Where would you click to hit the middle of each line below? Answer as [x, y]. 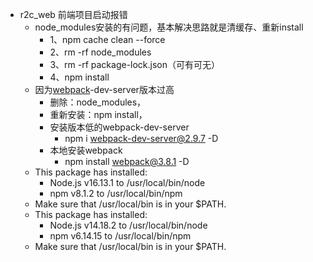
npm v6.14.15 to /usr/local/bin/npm [120, 236]
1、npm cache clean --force [107, 39]
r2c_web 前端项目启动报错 [73, 14]
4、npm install [79, 77]
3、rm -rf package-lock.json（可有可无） [135, 64]
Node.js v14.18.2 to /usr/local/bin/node [128, 225]
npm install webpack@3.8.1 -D [127, 161]
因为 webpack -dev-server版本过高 [104, 89]
